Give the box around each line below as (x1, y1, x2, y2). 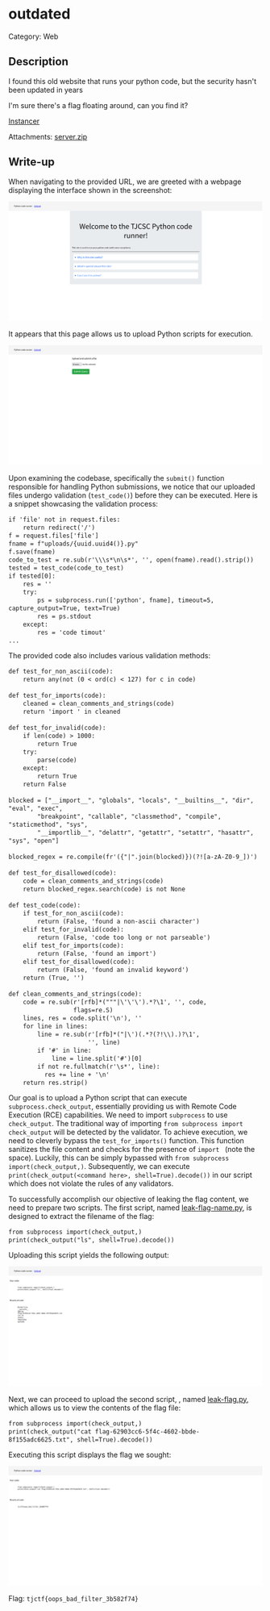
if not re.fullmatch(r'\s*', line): (37, 1062, 160, 1071)
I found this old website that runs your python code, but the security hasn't (8, 76, 257, 86)
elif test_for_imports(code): (23, 941, 125, 949)
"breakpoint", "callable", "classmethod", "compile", (37, 812, 222, 820)
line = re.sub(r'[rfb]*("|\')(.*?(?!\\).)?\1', (37, 1030, 200, 1038)
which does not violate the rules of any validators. (8, 1179, 174, 1188)
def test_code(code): (8, 901, 81, 909)
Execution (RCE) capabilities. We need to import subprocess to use (8, 1110, 228, 1120)
